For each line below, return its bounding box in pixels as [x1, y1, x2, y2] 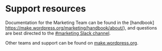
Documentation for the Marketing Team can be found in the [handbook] [5, 19, 154, 25]
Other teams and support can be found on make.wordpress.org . [5, 39, 139, 45]
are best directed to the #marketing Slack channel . [5, 30, 111, 36]
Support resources [5, 3, 86, 14]
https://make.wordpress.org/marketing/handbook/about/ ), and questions [5, 24, 157, 30]
